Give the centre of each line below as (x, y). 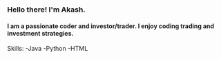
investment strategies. (40, 33)
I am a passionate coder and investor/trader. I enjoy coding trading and (111, 26)
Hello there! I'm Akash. (47, 10)
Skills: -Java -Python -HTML (48, 49)
